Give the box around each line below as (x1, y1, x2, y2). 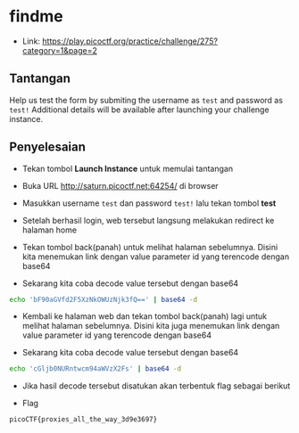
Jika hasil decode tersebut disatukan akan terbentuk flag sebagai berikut (21, 380, 291, 391)
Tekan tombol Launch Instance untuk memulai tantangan (21, 163, 234, 174)
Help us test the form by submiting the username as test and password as (9, 94, 284, 105)
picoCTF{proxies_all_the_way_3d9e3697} (9, 415, 158, 424)
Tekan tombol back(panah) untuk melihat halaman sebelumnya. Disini (21, 241, 278, 252)
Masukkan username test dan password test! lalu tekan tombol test (21, 198, 277, 208)
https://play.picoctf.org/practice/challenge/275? (42, 36, 219, 46)
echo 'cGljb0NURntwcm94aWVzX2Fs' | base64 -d (9, 364, 181, 373)
